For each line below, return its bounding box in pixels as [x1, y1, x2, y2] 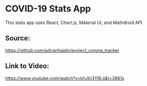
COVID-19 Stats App [5, 3, 91, 14]
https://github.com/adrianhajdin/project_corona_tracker [5, 47, 119, 53]
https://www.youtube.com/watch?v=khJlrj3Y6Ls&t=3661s [5, 75, 124, 81]
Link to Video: [5, 62, 49, 70]
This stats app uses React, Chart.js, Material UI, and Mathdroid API [5, 19, 142, 25]
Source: [5, 34, 30, 42]
